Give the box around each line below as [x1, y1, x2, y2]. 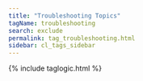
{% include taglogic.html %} [8, 63, 103, 73]
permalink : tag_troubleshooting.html [8, 34, 136, 43]
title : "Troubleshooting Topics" [8, 11, 121, 20]
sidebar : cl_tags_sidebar [8, 42, 95, 50]
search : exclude [8, 26, 63, 34]
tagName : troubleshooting [8, 19, 95, 27]
